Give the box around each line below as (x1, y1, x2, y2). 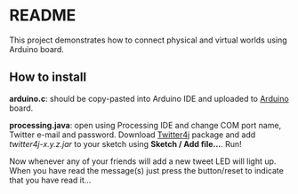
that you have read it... (9, 175, 92, 185)
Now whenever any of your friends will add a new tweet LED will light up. (9, 156, 277, 167)
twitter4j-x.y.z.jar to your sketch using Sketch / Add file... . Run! (9, 138, 242, 149)
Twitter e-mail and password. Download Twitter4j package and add (9, 129, 256, 140)
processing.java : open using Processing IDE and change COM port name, (9, 120, 282, 130)
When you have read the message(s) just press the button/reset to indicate (9, 165, 285, 175)
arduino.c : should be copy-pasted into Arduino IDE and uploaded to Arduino (9, 93, 289, 104)
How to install (9, 70, 87, 85)
